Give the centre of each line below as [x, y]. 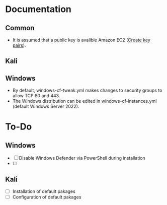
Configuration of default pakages [47, 197]
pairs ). [19, 45]
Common [20, 28]
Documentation [38, 9]
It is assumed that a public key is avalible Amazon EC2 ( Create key [81, 40]
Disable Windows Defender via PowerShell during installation [82, 158]
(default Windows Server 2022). [46, 106]
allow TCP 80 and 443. [36, 96]
